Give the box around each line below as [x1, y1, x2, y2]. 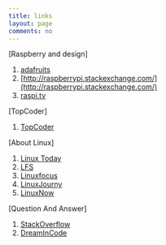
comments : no [8, 27, 53, 35]
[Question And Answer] [8, 204, 87, 213]
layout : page [8, 19, 53, 28]
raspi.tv [20, 91, 46, 101]
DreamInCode [20, 228, 68, 238]
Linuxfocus [20, 171, 59, 181]
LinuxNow [20, 188, 55, 198]
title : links [8, 11, 53, 20]
